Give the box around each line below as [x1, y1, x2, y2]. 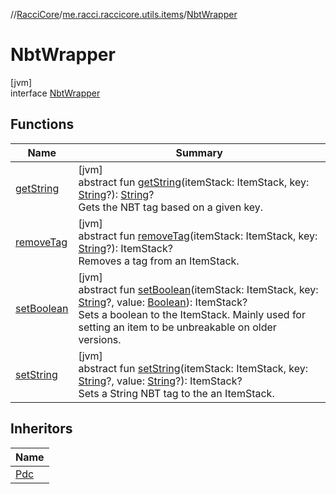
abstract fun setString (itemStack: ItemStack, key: [78, 361, 308, 375]
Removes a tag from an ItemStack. [78, 254, 240, 268]
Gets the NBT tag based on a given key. [78, 200, 264, 214]
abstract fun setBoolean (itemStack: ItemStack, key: [78, 282, 319, 296]
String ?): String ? [78, 187, 155, 201]
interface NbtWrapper [10, 87, 101, 99]
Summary [175, 145, 223, 159]
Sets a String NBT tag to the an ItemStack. [78, 386, 275, 400]
